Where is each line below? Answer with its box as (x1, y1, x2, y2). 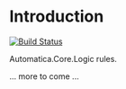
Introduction (9, 6, 104, 27)
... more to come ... (9, 70, 79, 82)
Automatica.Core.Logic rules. (9, 53, 117, 64)
